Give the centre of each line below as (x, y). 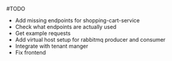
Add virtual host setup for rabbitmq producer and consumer (90, 40)
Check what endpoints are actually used (66, 27)
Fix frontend (30, 53)
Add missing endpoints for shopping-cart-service (77, 20)
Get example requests (43, 33)
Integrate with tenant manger (52, 46)
